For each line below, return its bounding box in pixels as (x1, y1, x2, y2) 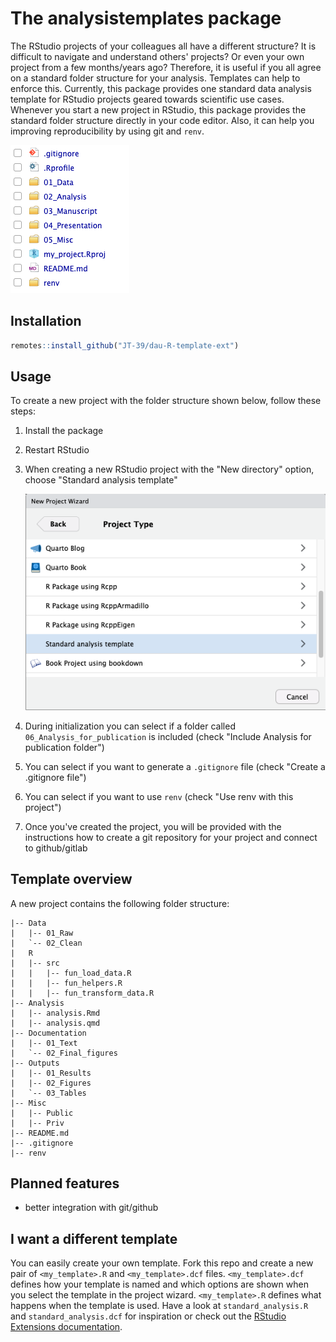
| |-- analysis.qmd (10, 1018, 101, 1028)
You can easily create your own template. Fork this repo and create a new (10, 1257, 314, 1269)
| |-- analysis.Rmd (10, 1008, 101, 1018)
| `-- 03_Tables (10, 1088, 87, 1098)
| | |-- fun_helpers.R (10, 978, 123, 988)
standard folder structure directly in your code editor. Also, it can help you (10, 114, 315, 126)
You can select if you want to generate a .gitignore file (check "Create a (24, 760, 326, 772)
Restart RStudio (24, 444, 90, 456)
